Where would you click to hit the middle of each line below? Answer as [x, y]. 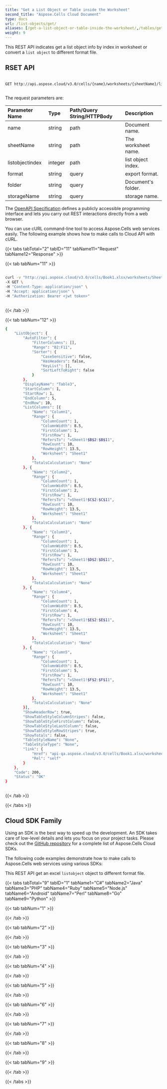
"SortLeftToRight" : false [67, 371]
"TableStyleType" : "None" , [51, 745]
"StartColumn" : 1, [42, 389]
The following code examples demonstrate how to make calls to [70, 858]
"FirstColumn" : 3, [60, 550]
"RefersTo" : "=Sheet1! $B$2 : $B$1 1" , [77, 440]
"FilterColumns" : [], [54, 343]
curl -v [13, 278]
